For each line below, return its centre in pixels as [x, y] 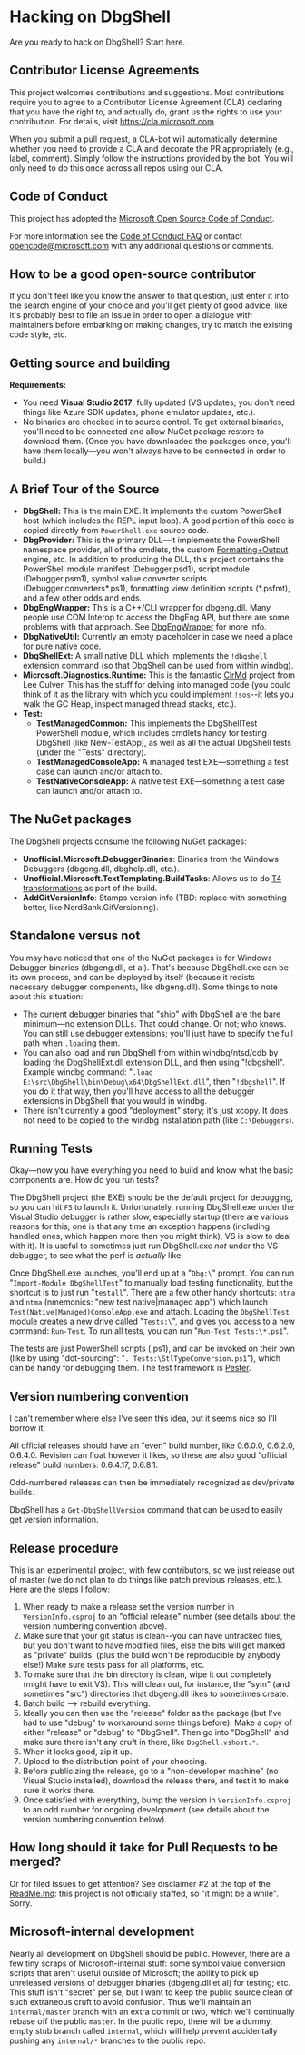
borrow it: [28, 1428]
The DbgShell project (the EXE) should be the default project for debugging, [151, 1197]
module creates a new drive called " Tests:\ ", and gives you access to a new [152, 1321]
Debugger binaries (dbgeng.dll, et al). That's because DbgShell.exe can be [149, 967]
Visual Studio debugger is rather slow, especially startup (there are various [149, 1217]
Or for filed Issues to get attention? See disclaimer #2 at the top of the [140, 1883]
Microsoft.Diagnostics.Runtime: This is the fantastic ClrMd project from [158, 675]
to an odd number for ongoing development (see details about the [146, 1810]
